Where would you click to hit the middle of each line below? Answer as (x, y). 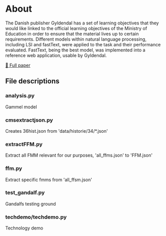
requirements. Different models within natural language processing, (76, 39)
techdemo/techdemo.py (36, 217)
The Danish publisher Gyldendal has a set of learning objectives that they (82, 23)
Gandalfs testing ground (31, 203)
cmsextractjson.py (29, 120)
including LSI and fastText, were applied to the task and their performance (83, 44)
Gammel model (21, 107)
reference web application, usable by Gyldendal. (56, 55)
